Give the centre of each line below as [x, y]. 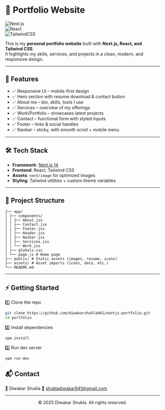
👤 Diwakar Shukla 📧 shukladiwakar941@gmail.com [56, 388]
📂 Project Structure [35, 200]
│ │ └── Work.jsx [23, 246]
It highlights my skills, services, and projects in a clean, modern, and [74, 54]
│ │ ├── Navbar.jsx [25, 237]
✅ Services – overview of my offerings [51, 107]
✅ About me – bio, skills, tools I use [48, 102]
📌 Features [22, 79]
